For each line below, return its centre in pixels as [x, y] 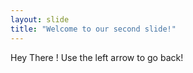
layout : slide [40, 19]
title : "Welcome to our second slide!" [93, 29]
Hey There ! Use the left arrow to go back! [97, 57]
